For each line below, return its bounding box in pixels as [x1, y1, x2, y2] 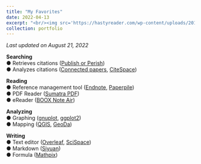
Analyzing [6, 108, 33, 115]
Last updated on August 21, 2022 [6, 42, 89, 49]
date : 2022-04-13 [6, 14, 50, 20]
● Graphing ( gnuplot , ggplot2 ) [6, 115, 82, 122]
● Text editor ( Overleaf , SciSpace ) [6, 138, 92, 146]
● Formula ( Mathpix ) [6, 151, 58, 159]
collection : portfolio [6, 25, 63, 32]
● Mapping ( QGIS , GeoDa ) [6, 120, 72, 128]
